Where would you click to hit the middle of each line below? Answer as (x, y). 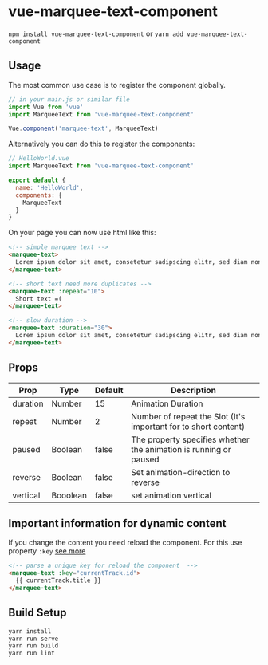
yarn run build (33, 646)
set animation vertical (171, 495)
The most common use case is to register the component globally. (117, 85)
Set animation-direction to (181, 472)
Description (193, 390)
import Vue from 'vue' (46, 107)
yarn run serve (33, 639)
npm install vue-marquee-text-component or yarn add (96, 33)
